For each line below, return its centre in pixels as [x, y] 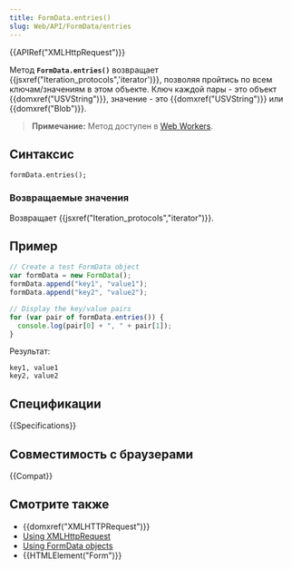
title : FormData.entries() [60, 18]
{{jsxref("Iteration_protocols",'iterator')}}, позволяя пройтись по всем [141, 79]
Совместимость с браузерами [101, 454]
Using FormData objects [68, 545]
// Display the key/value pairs [70, 309]
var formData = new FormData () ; [70, 276]
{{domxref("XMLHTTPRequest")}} [86, 526]
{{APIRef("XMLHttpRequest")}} [68, 52]
